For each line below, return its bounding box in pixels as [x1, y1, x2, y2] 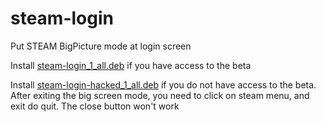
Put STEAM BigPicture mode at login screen [10, 40, 192, 52]
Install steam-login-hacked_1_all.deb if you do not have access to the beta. [10, 78, 317, 91]
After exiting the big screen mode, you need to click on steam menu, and [10, 89, 310, 101]
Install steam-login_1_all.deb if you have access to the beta [10, 59, 252, 71]
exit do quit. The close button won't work [10, 100, 180, 112]
